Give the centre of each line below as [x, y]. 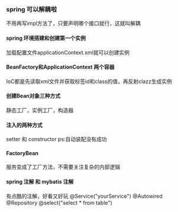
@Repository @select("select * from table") [59, 203]
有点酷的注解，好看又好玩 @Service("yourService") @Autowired [84, 196]
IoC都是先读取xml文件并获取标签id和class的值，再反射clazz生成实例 [89, 81]
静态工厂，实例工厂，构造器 [40, 110]
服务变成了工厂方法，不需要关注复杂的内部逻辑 [63, 167]
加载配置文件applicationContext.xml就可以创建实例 [68, 52]
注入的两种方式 [24, 125]
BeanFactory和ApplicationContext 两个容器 [60, 67]
